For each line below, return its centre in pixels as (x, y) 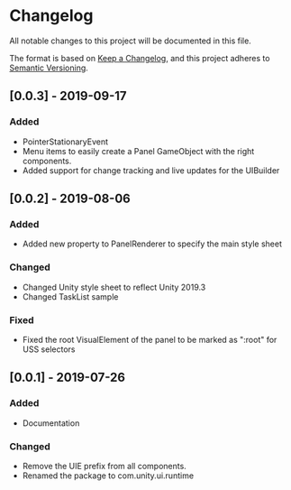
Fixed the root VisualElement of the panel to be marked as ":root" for (150, 339)
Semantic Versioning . (49, 68)
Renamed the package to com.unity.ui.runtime (108, 476)
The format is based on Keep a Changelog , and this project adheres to (140, 58)
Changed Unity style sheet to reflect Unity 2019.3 (114, 287)
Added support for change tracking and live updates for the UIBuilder (151, 170)
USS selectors (49, 349)
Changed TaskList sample (70, 296)
